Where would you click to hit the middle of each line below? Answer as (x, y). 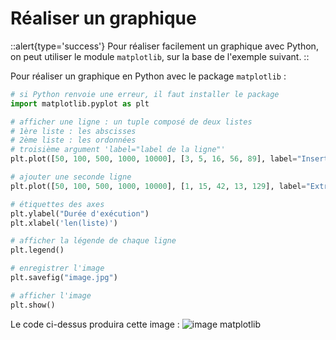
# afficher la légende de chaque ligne (93, 241)
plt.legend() (37, 250)
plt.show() (33, 305)
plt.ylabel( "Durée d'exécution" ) (80, 213)
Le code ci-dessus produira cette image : (95, 324)
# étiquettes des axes (57, 204)
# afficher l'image (51, 295)
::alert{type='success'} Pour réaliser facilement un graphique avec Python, (164, 46)
